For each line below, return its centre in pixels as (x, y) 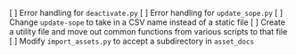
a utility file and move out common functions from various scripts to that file (148, 31)
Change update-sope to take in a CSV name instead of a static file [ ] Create (147, 22)
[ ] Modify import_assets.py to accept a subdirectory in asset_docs (132, 41)
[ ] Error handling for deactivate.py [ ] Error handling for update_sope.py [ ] (146, 13)
